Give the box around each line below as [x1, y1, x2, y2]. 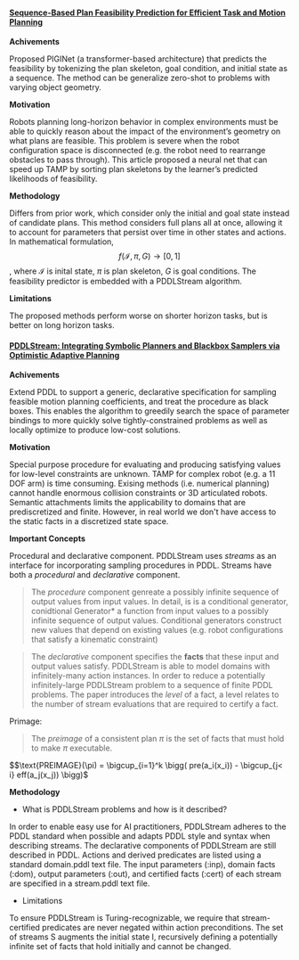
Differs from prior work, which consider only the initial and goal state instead [9, 208, 290, 218]
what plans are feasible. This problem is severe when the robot [9, 135, 240, 146]
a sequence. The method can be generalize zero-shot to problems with [9, 72, 271, 84]
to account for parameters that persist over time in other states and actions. [9, 227, 287, 238]
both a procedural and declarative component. [9, 570, 181, 580]
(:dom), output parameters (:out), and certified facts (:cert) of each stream [9, 869, 282, 880]
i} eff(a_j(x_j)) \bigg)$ [9, 769, 89, 780]
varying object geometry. [9, 82, 102, 93]
